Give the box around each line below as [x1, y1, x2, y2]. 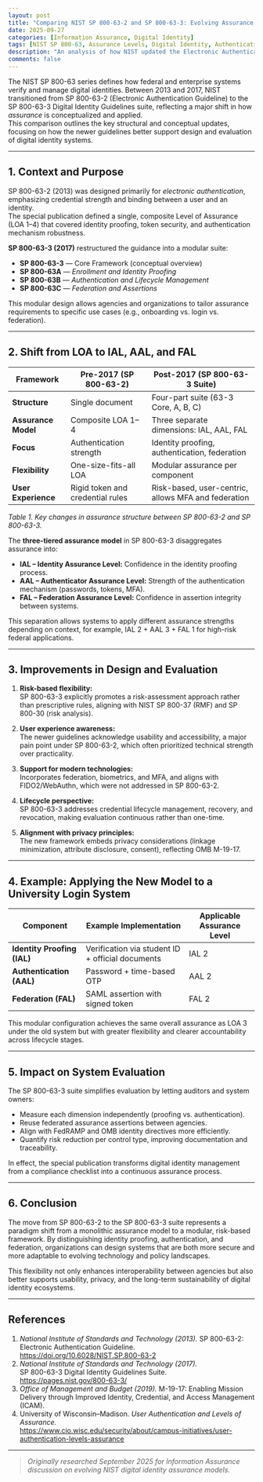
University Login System [8, 887, 131, 900]
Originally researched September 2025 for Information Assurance [27, 1456, 240, 1466]
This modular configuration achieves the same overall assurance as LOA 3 [8, 1019, 248, 1028]
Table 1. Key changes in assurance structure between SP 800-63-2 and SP [8, 512, 251, 521]
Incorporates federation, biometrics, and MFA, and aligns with [19, 773, 219, 782]
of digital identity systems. [8, 135, 94, 145]
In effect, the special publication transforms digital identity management [8, 1158, 240, 1167]
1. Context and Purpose [8, 166, 124, 179]
